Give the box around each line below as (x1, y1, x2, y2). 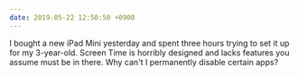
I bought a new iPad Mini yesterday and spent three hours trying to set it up (9, 38, 290, 48)
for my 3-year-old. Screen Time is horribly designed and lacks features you (9, 46, 290, 58)
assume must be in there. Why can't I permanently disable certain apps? (9, 56, 279, 67)
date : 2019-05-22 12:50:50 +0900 (9, 13, 135, 22)
